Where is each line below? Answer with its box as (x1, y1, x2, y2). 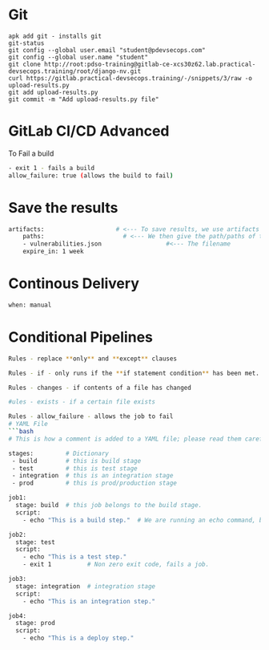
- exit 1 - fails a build (8, 164, 94, 172)
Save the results (8, 198, 118, 217)
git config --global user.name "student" (8, 53, 149, 61)
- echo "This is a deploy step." (22, 634, 134, 643)
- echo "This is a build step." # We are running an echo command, (22, 516, 256, 524)
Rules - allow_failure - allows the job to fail (8, 412, 174, 420)
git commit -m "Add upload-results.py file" (8, 95, 159, 104)
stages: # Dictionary (8, 449, 110, 457)
